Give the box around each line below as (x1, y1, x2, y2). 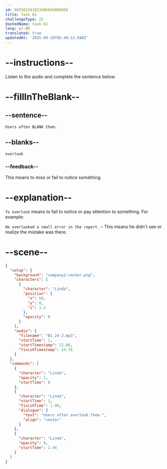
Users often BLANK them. (5, 124, 57, 130)
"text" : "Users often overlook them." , (23, 412, 107, 417)
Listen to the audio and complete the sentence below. (5, 73, 116, 79)
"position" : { (23, 291, 53, 296)
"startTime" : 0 (18, 380, 51, 385)
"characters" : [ (14, 277, 49, 282)
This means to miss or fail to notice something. (5, 174, 102, 180)
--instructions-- (5, 57, 74, 68)
